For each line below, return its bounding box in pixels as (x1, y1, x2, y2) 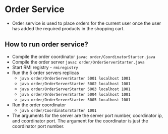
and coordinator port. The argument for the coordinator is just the (12, 117, 148, 124)
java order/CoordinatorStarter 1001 (19, 108, 97, 113)
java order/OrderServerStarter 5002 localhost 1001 (19, 81, 131, 86)
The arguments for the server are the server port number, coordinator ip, (12, 112, 163, 118)
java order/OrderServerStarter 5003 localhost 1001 (19, 87, 131, 92)
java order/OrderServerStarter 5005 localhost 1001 (19, 97, 131, 102)
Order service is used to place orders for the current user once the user (12, 20, 161, 26)
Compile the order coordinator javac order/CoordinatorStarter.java (12, 53, 155, 59)
